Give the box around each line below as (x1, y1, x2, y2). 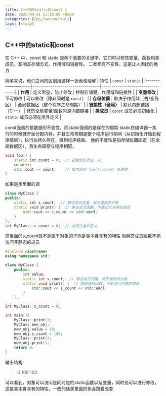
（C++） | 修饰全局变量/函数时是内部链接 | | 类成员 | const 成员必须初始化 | (5, 108, 158, 114)
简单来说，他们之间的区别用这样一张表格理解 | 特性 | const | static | (5, 78, 143, 84)
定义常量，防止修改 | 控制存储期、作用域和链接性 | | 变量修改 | (33, 89, 159, 95)
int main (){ (5, 313, 30, 318)
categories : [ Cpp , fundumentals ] (5, 16, 72, 21)
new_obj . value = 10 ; (14, 327, 56, 331)
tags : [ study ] (5, 21, 35, 26)
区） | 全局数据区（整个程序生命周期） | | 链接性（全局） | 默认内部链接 (5, 102, 150, 108)
